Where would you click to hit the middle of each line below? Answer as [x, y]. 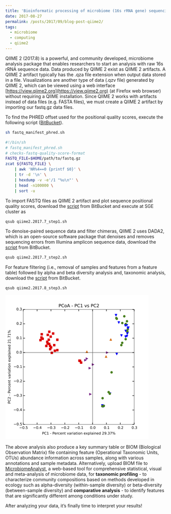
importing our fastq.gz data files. [39, 107]
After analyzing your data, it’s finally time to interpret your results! [74, 506]
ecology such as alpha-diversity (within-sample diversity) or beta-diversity [84, 485]
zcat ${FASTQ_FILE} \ [28, 164]
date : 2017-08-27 [24, 16]
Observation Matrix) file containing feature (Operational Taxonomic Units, [82, 453]
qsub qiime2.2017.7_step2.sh [36, 258]
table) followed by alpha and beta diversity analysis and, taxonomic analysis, [85, 273]
